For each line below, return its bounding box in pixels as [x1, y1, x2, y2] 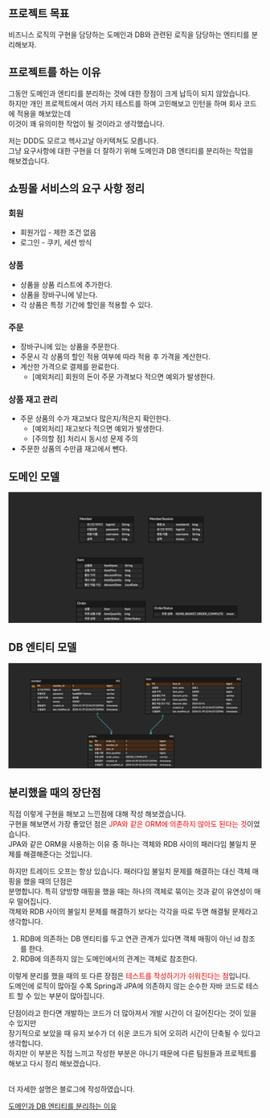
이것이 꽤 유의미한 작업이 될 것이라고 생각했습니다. [8, 118, 166, 128]
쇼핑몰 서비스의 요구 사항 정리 [8, 182, 145, 196]
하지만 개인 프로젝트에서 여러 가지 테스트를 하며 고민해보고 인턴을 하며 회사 [8, 98, 243, 108]
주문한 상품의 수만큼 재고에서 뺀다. [19, 444, 128, 454]
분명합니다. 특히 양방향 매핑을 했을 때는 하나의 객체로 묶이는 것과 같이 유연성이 [8, 886, 253, 896]
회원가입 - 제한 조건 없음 [19, 228, 96, 237]
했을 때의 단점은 [22, 876, 73, 886]
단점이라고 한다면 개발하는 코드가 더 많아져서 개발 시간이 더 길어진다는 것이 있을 [8, 1008, 257, 1017]
